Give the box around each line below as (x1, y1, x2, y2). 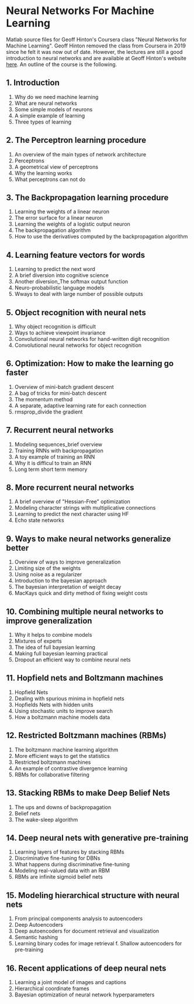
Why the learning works (14, 169, 72, 176)
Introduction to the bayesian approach (14, 577, 107, 584)
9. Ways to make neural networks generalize (6, 534, 171, 544)
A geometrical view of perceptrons (14, 163, 98, 170)
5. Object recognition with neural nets (6, 308, 146, 317)
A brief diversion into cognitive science (14, 272, 109, 279)
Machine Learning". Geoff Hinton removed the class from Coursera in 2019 (6, 42, 186, 49)
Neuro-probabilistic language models (14, 284, 105, 291)
